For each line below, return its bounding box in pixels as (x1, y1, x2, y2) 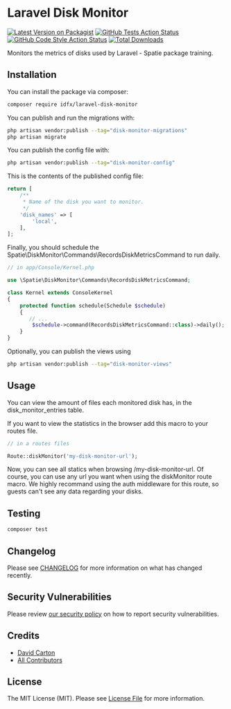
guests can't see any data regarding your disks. (7, 487, 144, 495)
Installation (7, 69, 57, 81)
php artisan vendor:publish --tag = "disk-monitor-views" (7, 360, 172, 367)
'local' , (32, 218, 58, 225)
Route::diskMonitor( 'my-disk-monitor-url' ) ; (7, 452, 138, 460)
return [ (7, 186, 33, 193)
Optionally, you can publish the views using (7, 347, 131, 356)
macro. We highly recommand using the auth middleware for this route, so (7, 480, 219, 488)
